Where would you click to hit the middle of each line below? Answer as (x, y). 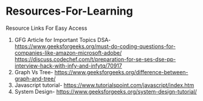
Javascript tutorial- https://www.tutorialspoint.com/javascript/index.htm (104, 85)
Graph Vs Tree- (34, 72)
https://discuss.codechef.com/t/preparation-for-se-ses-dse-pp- (95, 59)
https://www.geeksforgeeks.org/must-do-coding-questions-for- (95, 46)
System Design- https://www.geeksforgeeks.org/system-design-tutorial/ (105, 91)
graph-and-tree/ (35, 78)
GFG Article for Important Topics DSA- (62, 40)
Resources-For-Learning (69, 11)
